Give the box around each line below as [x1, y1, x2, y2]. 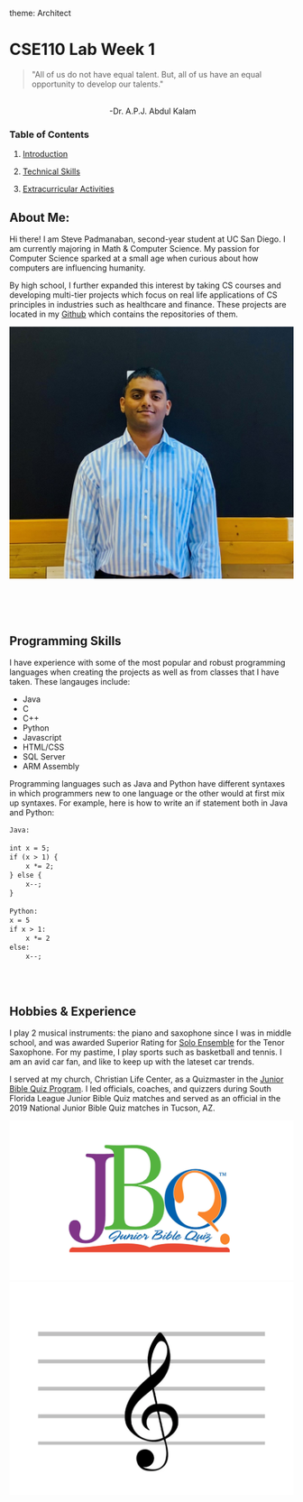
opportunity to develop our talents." [31, 78, 164, 89]
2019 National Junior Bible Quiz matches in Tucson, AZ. [9, 1102, 216, 1113]
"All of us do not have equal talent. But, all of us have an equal [31, 69, 262, 79]
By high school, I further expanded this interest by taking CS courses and [9, 280, 281, 291]
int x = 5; [9, 843, 50, 853]
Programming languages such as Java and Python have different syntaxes [9, 779, 286, 789]
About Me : [9, 209, 70, 225]
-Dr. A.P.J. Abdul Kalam [109, 106, 197, 116]
